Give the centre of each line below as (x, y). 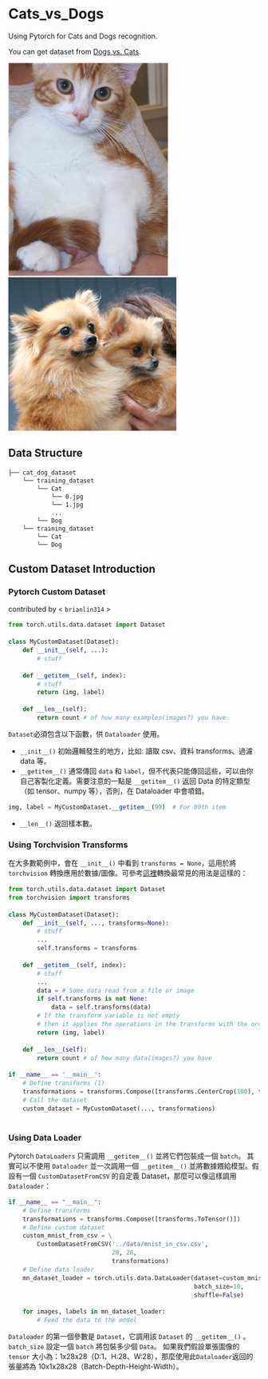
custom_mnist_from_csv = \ (67, 1236)
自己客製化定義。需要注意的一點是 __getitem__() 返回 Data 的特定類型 (135, 781)
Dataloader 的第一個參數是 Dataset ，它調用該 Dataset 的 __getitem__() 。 (129, 1337)
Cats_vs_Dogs (56, 14)
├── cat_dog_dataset (43, 473)
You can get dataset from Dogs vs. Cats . (75, 51)
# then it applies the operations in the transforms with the (142, 1025)
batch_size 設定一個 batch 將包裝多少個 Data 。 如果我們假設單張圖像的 (124, 1347)
